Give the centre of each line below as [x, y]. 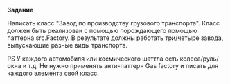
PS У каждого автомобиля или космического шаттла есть [93, 59]
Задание [20, 10]
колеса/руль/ [200, 59]
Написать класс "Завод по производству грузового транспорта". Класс [114, 23]
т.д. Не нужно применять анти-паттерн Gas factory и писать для [123, 66]
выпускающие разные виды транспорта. [68, 45]
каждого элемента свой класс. [53, 73]
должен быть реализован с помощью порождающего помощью [102, 31]
